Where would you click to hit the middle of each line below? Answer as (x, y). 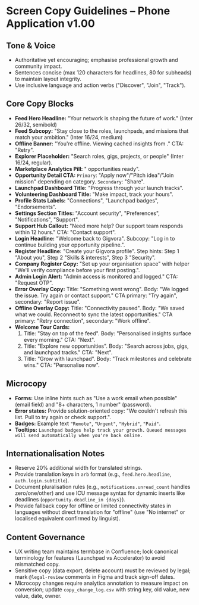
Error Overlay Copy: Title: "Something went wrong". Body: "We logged (102, 289)
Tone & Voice (31, 46)
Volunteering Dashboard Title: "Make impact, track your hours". (94, 194)
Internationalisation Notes (56, 454)
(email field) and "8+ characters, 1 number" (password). (83, 404)
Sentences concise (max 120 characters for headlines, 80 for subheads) (103, 72)
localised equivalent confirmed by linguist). (67, 519)
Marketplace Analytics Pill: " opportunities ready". (77, 169)
